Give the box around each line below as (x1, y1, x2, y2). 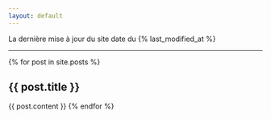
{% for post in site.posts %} (8, 57, 101, 67)
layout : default (8, 11, 63, 20)
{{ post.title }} (8, 80, 81, 94)
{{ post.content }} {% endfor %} (8, 101, 115, 111)
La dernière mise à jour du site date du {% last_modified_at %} (8, 34, 216, 43)
